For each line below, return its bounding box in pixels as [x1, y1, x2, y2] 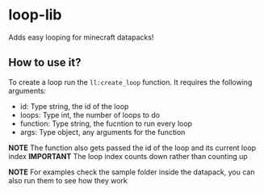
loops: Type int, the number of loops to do [19, 110, 160, 120]
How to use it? [8, 56, 82, 69]
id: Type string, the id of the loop [19, 101, 129, 111]
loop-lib [8, 6, 62, 24]
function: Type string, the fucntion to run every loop [19, 119, 192, 128]
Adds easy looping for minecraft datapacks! [8, 32, 154, 42]
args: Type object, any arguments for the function [19, 127, 186, 136]
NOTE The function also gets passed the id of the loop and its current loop [8, 143, 257, 153]
